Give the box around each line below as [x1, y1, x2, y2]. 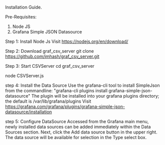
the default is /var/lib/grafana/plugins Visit [5, 98, 91, 104]
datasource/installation [5, 109, 52, 115]
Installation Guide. [5, 4, 42, 10]
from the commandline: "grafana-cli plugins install [5, 88, 108, 94]
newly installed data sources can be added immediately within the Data [5, 124, 151, 130]
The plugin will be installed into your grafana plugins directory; [31, 93, 160, 99]
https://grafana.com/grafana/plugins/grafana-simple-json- [5, 104, 125, 109]
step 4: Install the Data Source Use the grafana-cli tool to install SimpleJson [5, 82, 160, 88]
